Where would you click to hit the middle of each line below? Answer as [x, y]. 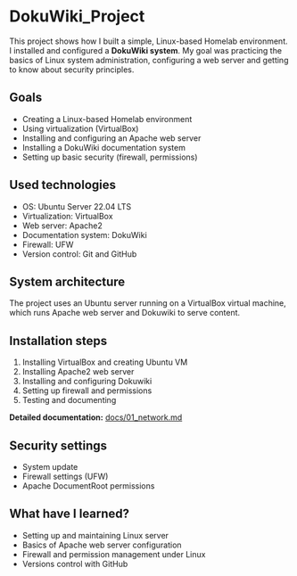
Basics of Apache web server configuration [102, 545]
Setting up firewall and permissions [87, 391]
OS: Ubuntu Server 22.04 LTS [77, 206]
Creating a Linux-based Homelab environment [107, 119]
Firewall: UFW [48, 244]
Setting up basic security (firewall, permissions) [110, 157]
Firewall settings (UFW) [65, 476]
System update [50, 467]
